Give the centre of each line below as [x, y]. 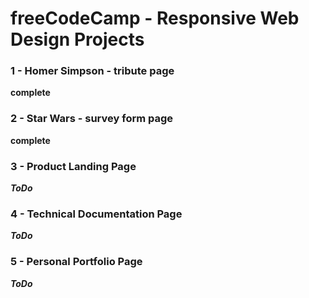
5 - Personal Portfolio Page [76, 262]
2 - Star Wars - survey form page [92, 119]
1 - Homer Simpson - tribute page [92, 71]
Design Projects [77, 39]
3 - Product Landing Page [73, 166]
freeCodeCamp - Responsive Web [155, 18]
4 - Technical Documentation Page [96, 214]
